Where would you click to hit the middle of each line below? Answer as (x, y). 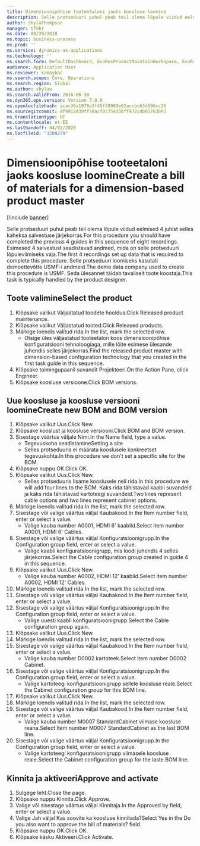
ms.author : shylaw (29, 89)
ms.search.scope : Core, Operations (51, 78)
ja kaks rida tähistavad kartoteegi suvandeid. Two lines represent (103, 494)
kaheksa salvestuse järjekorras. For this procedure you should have (89, 235)
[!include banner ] (28, 217)
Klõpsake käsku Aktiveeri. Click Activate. (64, 837)
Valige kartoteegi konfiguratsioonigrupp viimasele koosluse (96, 753)
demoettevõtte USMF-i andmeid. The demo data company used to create (96, 267)
